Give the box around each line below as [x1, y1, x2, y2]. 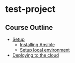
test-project [5, 3, 56, 15]
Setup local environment [19, 47, 70, 53]
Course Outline [5, 23, 53, 32]
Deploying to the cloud [12, 52, 59, 58]
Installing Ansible [19, 42, 55, 48]
